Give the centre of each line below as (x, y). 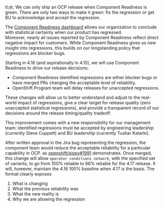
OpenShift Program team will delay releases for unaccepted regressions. (86, 88)
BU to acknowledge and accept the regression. (53, 17)
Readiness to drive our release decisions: (47, 68)
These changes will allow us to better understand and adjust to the (73, 97)
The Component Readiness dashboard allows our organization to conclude (81, 27)
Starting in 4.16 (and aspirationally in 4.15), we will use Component (72, 63)
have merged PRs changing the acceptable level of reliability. (74, 83)
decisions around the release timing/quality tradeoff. (58, 113)
